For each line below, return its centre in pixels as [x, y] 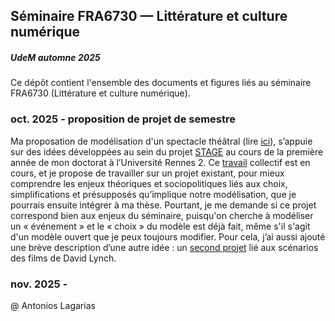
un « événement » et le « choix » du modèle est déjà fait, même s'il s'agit [160, 226]
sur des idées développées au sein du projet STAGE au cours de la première [167, 151]
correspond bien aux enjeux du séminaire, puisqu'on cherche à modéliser [162, 215]
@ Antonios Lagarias [53, 305]
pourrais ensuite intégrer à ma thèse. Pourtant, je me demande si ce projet [163, 205]
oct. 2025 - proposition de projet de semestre [123, 119]
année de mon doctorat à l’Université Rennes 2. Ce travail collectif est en [160, 162]
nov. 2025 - [39, 284]
